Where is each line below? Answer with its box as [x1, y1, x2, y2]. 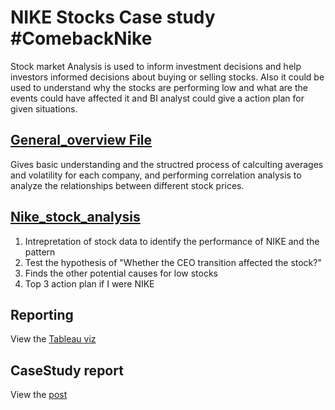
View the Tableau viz [10, 333, 97, 345]
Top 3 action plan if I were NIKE [24, 277, 155, 290]
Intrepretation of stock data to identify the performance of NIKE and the [24, 235, 320, 247]
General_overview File [10, 132, 153, 149]
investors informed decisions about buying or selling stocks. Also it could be [10, 71, 325, 83]
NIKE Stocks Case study [10, 6, 216, 29]
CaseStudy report [10, 362, 124, 379]
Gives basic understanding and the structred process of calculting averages [10, 158, 324, 170]
